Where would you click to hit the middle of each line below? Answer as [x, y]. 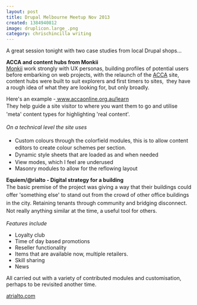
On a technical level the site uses [47, 127]
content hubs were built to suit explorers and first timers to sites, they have [99, 81]
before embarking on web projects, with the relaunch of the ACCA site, [93, 75]
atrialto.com [21, 295]
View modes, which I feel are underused [64, 162]
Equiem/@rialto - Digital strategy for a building [65, 180]
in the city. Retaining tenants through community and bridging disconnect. [97, 203]
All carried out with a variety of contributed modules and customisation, [94, 278]
